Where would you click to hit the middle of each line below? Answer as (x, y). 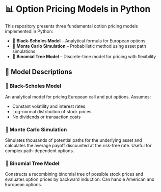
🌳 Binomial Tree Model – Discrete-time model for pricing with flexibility (84, 56)
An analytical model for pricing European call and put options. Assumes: (78, 96)
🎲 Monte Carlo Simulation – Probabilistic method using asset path (79, 46)
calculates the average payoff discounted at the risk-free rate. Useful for (78, 145)
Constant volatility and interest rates (49, 106)
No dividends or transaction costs (46, 117)
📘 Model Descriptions (39, 72)
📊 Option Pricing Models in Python (78, 9)
